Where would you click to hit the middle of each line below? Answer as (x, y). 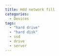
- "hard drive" (25, 28)
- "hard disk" (23, 32)
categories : (17, 14)
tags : (10, 23)
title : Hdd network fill (30, 9)
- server (18, 46)
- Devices (19, 19)
